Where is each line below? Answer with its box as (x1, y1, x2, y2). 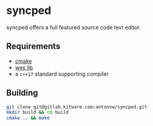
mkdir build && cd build (6, 110, 69, 116)
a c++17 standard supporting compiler (15, 70, 109, 78)
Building (6, 88, 38, 98)
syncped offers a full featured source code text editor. (6, 24, 141, 31)
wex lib (15, 64, 33, 71)
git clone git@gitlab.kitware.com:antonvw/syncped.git (6, 104, 148, 110)
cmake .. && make (6, 115, 50, 121)
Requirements (6, 41, 60, 51)
